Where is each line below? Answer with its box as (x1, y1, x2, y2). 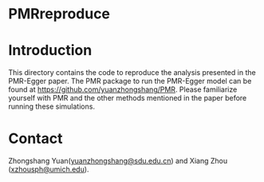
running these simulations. (8, 101, 96, 112)
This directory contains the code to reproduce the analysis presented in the (8, 68, 257, 77)
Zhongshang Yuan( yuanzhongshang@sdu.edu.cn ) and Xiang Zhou (8, 156, 228, 166)
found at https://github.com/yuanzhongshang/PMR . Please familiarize (8, 85, 238, 94)
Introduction (8, 42, 93, 60)
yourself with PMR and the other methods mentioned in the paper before (8, 93, 247, 103)
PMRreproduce (8, 5, 110, 23)
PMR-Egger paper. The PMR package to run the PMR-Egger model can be (8, 77, 252, 86)
